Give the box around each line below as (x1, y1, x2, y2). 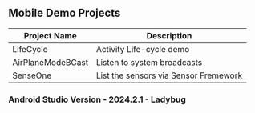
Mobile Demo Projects (8, 6, 121, 20)
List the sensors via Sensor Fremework (95, 70, 243, 81)
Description (146, 30, 192, 41)
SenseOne (12, 70, 52, 81)
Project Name (23, 30, 78, 41)
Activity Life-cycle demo (95, 43, 190, 54)
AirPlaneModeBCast (12, 56, 89, 67)
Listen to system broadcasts (95, 56, 203, 67)
